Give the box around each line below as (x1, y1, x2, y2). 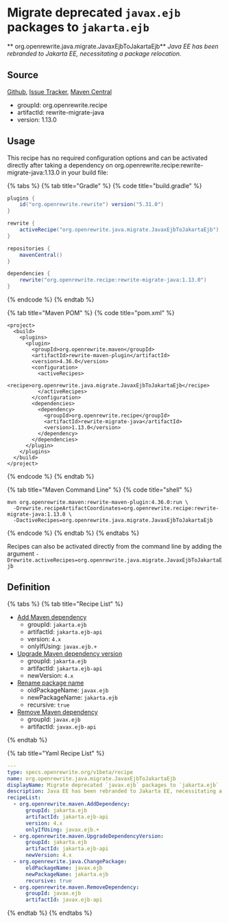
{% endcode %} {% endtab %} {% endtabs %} (7, 529, 139, 537)
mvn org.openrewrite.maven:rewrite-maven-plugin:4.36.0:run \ (7, 499, 189, 506)
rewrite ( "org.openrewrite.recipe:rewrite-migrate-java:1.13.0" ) (19, 277, 207, 284)
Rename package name (16, 679, 84, 687)
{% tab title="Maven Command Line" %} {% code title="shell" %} (7, 486, 193, 494)
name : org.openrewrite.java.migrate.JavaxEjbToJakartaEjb (7, 775, 176, 782)
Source (7, 69, 39, 81)
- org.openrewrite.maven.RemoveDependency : (13, 884, 139, 891)
